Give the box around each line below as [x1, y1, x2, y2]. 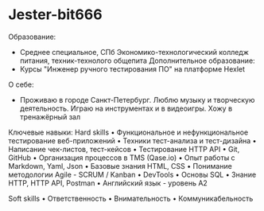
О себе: [8, 80, 34, 89]
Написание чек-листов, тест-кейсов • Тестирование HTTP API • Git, [8, 144, 240, 154]
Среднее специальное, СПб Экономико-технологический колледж [19, 47, 249, 57]
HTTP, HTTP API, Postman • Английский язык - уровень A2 [8, 178, 208, 188]
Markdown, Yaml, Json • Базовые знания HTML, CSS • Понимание [8, 161, 232, 170]
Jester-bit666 [8, 6, 103, 24]
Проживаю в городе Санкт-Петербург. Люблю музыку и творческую [19, 95, 255, 104]
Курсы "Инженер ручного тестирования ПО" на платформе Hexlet [19, 64, 245, 73]
